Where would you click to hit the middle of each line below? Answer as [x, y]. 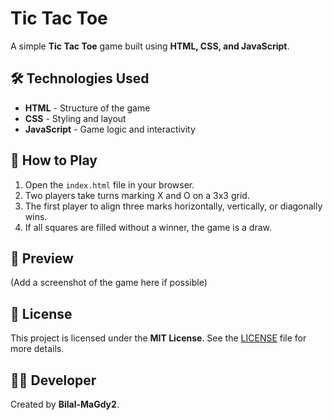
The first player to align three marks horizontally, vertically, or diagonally [173, 206]
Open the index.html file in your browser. [109, 184]
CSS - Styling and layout [75, 118]
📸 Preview [42, 258]
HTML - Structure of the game [87, 108]
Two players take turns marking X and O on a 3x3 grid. [137, 195]
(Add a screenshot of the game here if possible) [109, 283]
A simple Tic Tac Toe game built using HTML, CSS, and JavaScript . [150, 46]
